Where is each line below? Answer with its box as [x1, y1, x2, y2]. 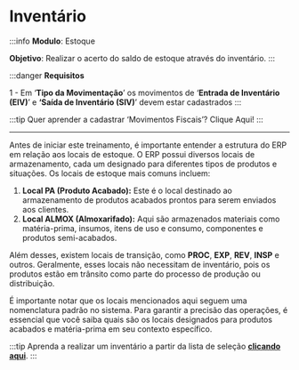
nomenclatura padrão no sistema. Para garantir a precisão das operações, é [9, 304, 288, 315]
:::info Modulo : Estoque [9, 36, 96, 46]
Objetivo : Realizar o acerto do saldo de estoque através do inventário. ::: [9, 52, 276, 63]
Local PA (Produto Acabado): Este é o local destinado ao [21, 185, 233, 196]
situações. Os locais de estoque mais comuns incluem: [9, 167, 211, 179]
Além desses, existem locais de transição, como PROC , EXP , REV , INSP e [9, 249, 280, 260]
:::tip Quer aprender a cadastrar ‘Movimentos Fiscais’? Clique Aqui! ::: [9, 114, 264, 125]
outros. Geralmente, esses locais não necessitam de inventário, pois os [9, 259, 271, 269]
